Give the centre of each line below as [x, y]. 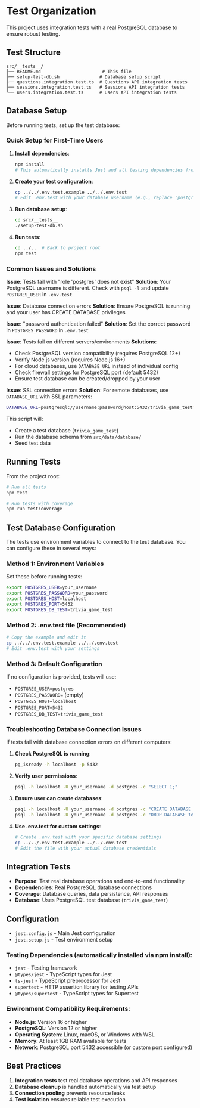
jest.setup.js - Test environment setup [64, 940]
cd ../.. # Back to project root [57, 248]
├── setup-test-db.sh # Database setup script [84, 77]
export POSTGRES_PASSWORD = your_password [57, 593]
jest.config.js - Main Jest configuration [65, 933]
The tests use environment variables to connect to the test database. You [96, 542]
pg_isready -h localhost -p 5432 [56, 765]
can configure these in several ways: [51, 548]
